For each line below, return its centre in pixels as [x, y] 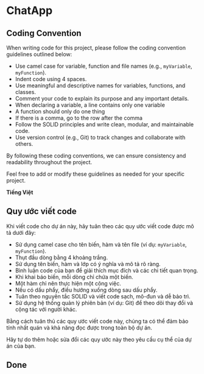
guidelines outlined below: [39, 54]
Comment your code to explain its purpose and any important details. [102, 99]
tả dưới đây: [21, 232]
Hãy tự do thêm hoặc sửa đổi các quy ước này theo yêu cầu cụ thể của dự [99, 339]
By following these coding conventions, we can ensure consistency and [96, 156]
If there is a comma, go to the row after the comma [79, 118]
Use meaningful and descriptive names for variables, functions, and [100, 85]
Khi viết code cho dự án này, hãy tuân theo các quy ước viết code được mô [100, 226]
